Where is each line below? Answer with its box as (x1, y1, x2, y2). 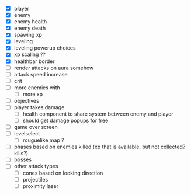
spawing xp (13, 32, 42, 39)
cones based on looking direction (22, 169, 103, 176)
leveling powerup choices (13, 44, 77, 51)
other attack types (13, 163, 58, 170)
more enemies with (13, 84, 61, 91)
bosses (13, 156, 32, 163)
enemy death (13, 25, 46, 32)
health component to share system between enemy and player (22, 110, 173, 117)
